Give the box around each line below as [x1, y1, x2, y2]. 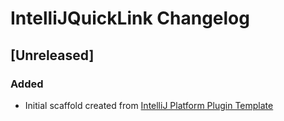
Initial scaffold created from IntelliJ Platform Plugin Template [24, 99, 274, 111]
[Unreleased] [10, 47, 95, 64]
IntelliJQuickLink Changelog [10, 7, 250, 30]
